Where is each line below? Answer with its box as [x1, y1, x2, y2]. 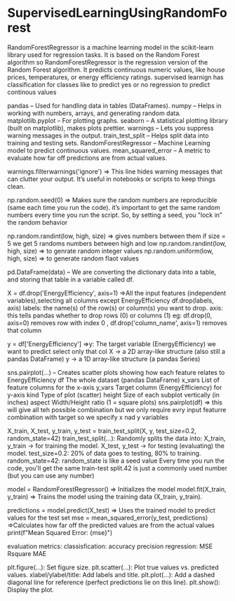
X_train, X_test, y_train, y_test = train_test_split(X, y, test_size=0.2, [7, 426, 196, 435]
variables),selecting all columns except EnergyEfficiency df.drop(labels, [7, 296, 214, 305]
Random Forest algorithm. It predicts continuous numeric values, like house [7, 65, 226, 74]
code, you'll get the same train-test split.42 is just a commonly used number [7, 463, 228, 472]
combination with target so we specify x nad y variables [7, 413, 169, 421]
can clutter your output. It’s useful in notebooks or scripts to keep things [7, 174, 216, 183]
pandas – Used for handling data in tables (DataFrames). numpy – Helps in [7, 101, 222, 110]
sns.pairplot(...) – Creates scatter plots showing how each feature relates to [7, 368, 225, 376]
